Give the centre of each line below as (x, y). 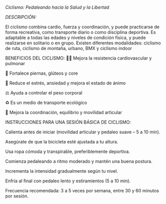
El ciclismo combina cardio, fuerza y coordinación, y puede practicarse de (82, 27)
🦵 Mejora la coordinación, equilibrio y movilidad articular (64, 112)
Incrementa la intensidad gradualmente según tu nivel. (62, 171)
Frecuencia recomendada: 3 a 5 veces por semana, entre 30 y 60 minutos (82, 191)
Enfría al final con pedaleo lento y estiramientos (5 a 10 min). (68, 181)
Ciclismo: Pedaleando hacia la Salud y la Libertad (57, 7)
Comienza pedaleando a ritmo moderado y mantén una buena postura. (79, 161)
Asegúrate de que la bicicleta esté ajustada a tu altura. (62, 142)
